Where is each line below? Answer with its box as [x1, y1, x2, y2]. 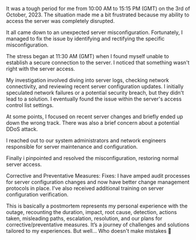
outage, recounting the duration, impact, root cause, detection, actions [6, 209, 177, 215]
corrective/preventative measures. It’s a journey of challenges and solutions [6, 221, 190, 228]
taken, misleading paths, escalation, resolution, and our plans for [6, 215, 163, 222]
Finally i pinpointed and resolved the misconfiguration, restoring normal [6, 155, 179, 161]
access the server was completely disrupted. [6, 18, 115, 24]
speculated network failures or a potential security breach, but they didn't [6, 89, 184, 96]
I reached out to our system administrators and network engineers [6, 137, 166, 144]
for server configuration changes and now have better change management [6, 179, 190, 185]
